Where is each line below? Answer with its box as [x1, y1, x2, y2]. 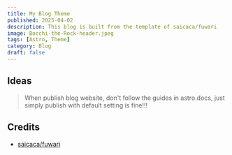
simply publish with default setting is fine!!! [24, 101, 148, 109]
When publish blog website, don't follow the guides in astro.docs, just [24, 94, 225, 102]
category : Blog [7, 43, 52, 50]
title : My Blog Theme [7, 10, 71, 17]
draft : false [7, 50, 45, 57]
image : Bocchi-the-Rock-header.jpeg [7, 29, 114, 37]
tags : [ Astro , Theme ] [7, 36, 71, 43]
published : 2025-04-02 [7, 17, 73, 24]
